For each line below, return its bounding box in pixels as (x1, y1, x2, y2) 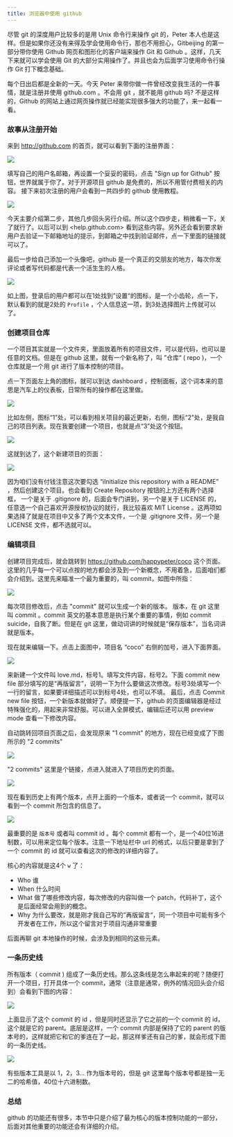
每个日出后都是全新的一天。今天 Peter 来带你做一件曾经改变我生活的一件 (7, 79, 214, 87)
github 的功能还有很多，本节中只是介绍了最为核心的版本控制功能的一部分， (7, 1113, 222, 1122)
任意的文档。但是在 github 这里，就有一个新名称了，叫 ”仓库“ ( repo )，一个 (7, 354, 223, 362)
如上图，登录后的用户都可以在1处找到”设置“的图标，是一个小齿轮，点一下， (7, 291, 222, 300)
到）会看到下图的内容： (7, 987, 74, 996)
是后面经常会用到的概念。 (17, 902, 91, 910)
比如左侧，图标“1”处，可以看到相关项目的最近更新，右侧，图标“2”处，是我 (7, 413, 218, 422)
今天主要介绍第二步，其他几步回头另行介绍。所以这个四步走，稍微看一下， (7, 214, 220, 223)
